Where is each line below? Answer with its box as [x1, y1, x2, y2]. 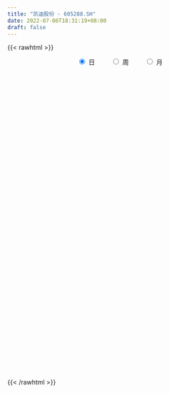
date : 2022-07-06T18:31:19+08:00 [7, 17, 107, 24]
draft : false [7, 24, 46, 31]
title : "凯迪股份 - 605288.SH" [7, 10, 96, 18]
